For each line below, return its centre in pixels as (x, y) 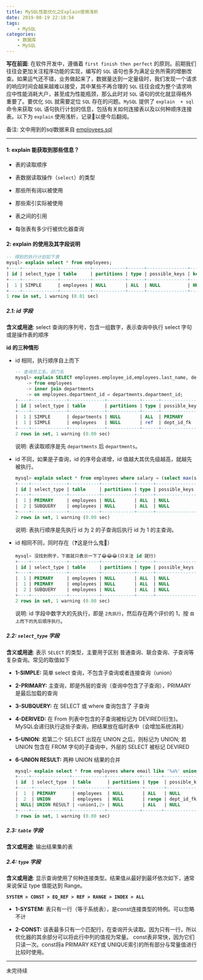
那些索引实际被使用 (39, 203)
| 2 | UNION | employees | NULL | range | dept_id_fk (106, 799)
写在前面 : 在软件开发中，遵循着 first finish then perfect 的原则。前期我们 (101, 64)
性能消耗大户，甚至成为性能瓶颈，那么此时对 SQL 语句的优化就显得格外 (104, 94)
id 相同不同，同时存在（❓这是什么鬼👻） (64, 543)
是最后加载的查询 (36, 693)
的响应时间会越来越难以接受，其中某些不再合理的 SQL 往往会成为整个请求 (97, 86)
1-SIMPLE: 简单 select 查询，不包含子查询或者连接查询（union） (95, 673)
